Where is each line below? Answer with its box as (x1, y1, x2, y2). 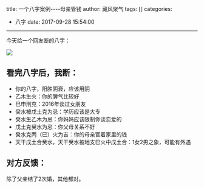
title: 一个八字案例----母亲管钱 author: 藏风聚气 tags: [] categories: (6, 5, 172, 12)
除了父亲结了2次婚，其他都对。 (6, 175, 84, 183)
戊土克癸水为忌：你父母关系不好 (15, 123, 95, 130)
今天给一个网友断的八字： (6, 37, 70, 44)
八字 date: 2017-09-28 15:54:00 (15, 18, 95, 26)
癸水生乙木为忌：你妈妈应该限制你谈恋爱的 (15, 115, 122, 123)
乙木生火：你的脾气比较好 (15, 92, 80, 100)
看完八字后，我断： (6, 68, 78, 78)
